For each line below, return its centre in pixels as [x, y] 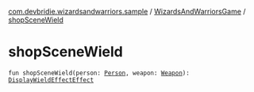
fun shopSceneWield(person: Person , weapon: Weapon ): [99, 73]
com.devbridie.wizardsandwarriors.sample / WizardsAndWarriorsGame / [127, 11]
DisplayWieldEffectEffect [51, 80]
